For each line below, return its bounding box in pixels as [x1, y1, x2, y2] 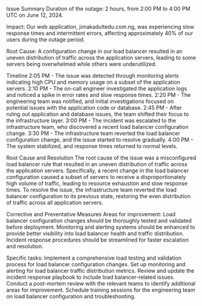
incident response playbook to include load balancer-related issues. [6, 273, 175, 281]
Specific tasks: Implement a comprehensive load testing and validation [6, 254, 182, 261]
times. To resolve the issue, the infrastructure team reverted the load [6, 186, 177, 193]
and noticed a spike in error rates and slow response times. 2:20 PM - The [6, 92, 191, 98]
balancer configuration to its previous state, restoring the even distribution [6, 193, 191, 199]
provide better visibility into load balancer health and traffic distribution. [6, 230, 185, 237]
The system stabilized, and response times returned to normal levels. [6, 143, 178, 149]
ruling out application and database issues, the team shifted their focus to [6, 111, 189, 117]
